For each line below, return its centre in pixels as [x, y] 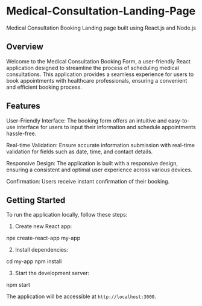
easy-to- [179, 120]
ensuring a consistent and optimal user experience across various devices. [99, 170]
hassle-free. [21, 133]
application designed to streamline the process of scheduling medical [93, 68]
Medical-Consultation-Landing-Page [101, 11]
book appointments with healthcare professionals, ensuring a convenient [97, 80]
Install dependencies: [42, 250]
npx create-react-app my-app [43, 238]
